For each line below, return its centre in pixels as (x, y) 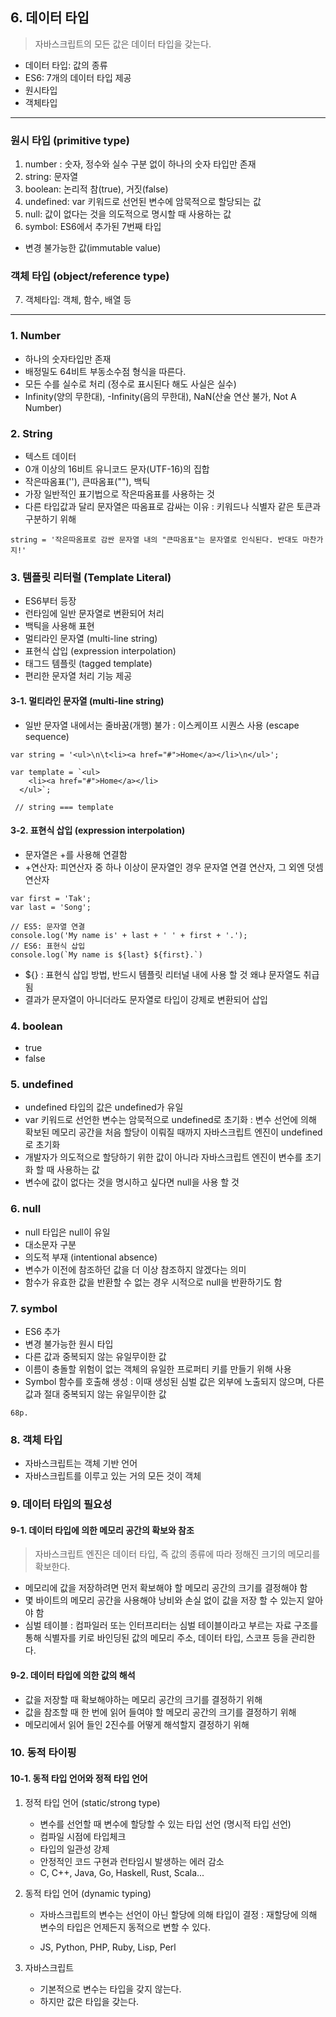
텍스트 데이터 (50, 456)
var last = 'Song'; (51, 907)
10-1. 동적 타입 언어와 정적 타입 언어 (79, 1779)
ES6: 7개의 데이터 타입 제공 (78, 77)
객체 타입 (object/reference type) (90, 276)
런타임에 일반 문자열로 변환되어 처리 (94, 614)
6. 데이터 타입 (50, 18)
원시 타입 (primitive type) (70, 140)
